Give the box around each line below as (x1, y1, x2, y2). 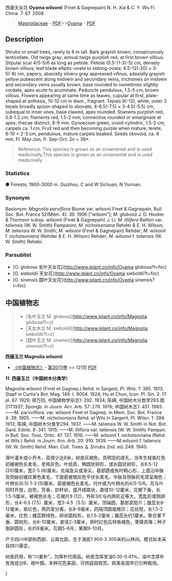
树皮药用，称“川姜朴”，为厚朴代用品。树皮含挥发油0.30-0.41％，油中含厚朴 (5, 553, 165, 559)
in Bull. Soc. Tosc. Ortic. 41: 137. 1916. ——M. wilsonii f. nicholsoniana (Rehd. (5, 432, 166, 438)
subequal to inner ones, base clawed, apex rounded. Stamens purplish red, (5, 108, 164, 115)
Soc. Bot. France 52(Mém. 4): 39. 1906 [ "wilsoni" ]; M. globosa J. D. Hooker (5, 211, 164, 217)
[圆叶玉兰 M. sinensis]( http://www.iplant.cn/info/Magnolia (25, 337, 148, 343)
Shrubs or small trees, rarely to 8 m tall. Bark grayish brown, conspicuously (5, 48, 164, 55)
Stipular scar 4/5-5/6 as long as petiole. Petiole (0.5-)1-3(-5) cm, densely (5, 60, 160, 66)
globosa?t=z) (25, 319, 54, 325)
